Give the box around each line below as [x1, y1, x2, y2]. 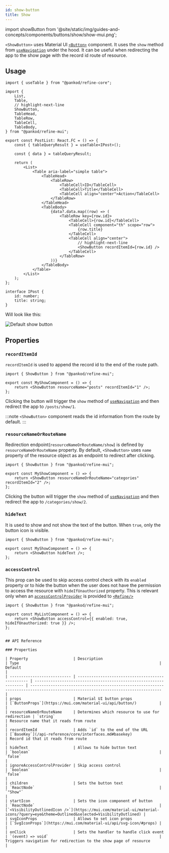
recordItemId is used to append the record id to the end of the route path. [5, 362, 159, 367]
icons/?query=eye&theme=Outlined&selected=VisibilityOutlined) [5, 811, 142, 817]
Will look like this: [5, 311, 41, 318]
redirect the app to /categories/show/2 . [5, 499, 88, 505]
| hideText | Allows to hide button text [5, 745, 137, 750]
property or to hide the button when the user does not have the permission [5, 582, 161, 588]
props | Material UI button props [10, 696, 133, 701]
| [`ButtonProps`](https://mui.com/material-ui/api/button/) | [5, 701, 162, 706]
